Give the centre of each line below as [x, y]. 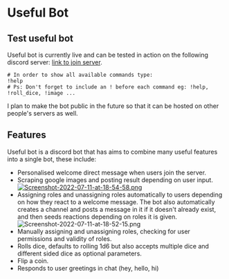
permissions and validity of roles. [64, 238]
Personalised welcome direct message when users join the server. [111, 172]
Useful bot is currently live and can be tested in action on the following [108, 55]
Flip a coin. [33, 260]
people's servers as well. [43, 113]
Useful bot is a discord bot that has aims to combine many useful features [112, 152]
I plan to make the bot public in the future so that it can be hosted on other [113, 106]
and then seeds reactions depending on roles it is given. [97, 217]
